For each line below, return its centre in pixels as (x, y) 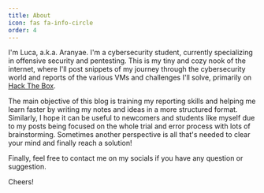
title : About (30, 15)
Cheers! (21, 182)
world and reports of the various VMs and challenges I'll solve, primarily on (130, 78)
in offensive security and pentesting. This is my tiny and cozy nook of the (127, 61)
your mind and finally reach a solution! (70, 143)
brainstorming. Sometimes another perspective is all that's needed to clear (129, 135)
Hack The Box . (32, 86)
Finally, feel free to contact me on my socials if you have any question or (126, 158)
